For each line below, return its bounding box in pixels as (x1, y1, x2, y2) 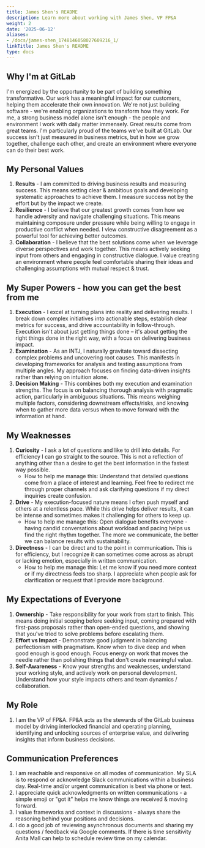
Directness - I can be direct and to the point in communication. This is (15, 544, 193, 551)
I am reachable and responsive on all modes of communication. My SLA (15, 770, 196, 777)
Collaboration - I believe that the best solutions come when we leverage (15, 239, 198, 246)
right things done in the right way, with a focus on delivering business (15, 334, 191, 342)
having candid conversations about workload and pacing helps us (24, 525, 191, 531)
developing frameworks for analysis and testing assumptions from (15, 361, 182, 368)
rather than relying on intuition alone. (15, 373, 109, 381)
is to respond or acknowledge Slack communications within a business (15, 776, 195, 784)
